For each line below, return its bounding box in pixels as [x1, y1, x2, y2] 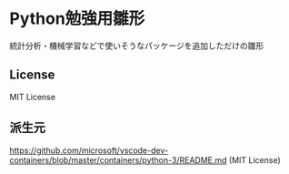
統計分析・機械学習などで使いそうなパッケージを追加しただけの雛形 [9, 40, 264, 51]
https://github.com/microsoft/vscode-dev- [9, 145, 169, 156]
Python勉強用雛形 [9, 8, 145, 29]
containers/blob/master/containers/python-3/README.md [9, 154, 227, 165]
